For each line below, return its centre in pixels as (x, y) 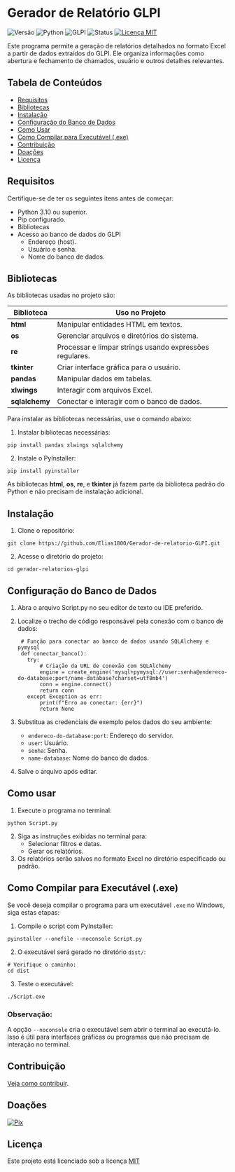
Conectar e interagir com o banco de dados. (129, 402)
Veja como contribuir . (38, 1083)
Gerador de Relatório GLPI (84, 13)
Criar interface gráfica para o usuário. (119, 367)
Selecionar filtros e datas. (65, 843)
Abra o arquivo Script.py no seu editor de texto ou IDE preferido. (110, 607)
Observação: (30, 1014)
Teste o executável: (45, 983)
